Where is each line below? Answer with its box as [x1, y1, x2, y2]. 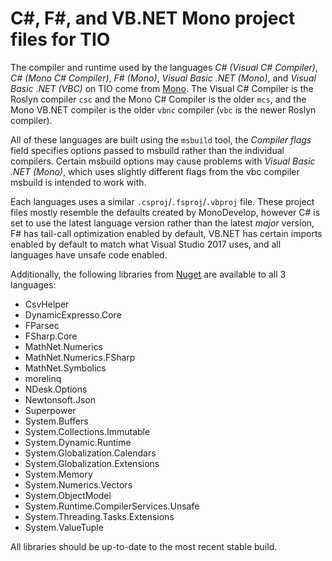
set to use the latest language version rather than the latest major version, [10, 217, 315, 229]
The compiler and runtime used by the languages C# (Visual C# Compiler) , [10, 61, 318, 73]
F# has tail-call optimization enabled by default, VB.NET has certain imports [10, 227, 323, 239]
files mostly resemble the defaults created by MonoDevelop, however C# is [10, 206, 321, 218]
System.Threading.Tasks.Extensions [24, 510, 175, 522]
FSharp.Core [24, 330, 78, 342]
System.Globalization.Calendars [24, 447, 157, 459]
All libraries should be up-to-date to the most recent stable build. [10, 540, 278, 552]
